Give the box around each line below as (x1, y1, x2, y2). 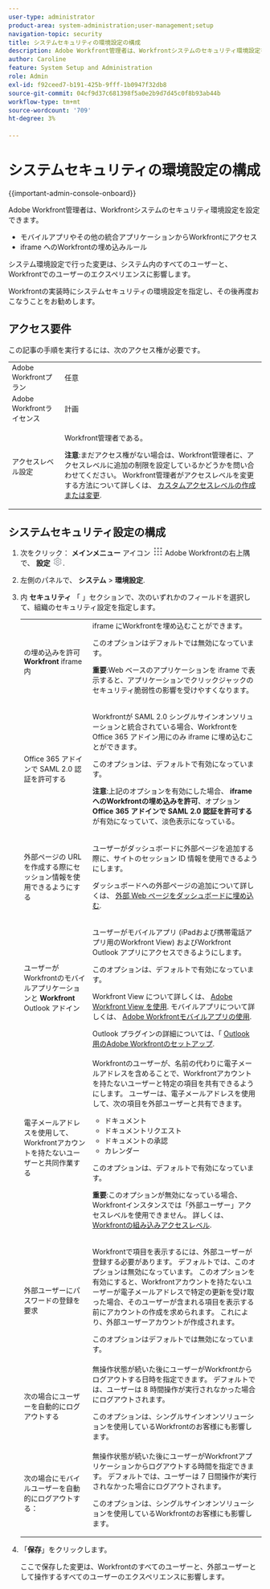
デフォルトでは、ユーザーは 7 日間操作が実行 (107, 1471, 257, 1480)
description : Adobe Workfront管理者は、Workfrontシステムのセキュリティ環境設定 (8, 47, 261, 55)
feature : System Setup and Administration (8, 64, 153, 72)
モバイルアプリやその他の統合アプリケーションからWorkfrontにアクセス (19, 231, 257, 241)
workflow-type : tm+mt (8, 97, 81, 106)
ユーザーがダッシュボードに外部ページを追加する (92, 843, 255, 853)
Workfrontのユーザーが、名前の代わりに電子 (92, 1059, 239, 1068)
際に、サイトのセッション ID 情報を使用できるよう (92, 853, 259, 863)
